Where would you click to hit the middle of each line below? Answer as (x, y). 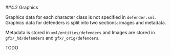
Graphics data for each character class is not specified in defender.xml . (81, 17)
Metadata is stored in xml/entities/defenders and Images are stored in (80, 32)
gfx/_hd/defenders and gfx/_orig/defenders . (52, 38)
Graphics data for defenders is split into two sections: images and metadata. (86, 23)
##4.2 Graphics (22, 7)
